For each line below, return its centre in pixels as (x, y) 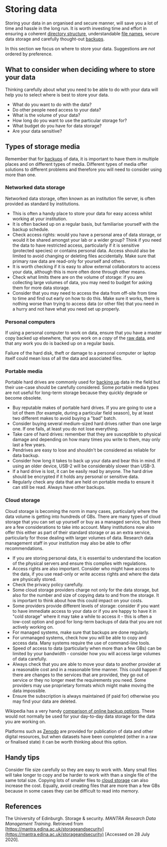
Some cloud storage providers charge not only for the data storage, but (85, 590)
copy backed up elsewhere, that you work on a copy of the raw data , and (80, 338)
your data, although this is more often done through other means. (79, 272)
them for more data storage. (41, 288)
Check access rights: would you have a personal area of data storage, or (87, 234)
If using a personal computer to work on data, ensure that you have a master (83, 333)
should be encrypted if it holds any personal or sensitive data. (76, 477)
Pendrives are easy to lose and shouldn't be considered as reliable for (84, 450)
